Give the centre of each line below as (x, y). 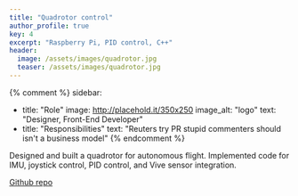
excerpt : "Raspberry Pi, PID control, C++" (91, 42)
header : (24, 51)
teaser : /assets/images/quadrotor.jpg (89, 68)
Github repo (31, 182)
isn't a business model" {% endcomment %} (103, 138)
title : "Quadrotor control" (61, 17)
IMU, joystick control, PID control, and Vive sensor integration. (123, 165)
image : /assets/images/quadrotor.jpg (87, 59)
